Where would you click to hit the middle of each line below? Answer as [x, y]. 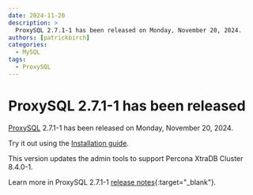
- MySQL [28, 52]
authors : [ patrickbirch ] [49, 37]
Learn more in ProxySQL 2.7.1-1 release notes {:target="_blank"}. [112, 182]
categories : [28, 45]
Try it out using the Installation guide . [68, 143]
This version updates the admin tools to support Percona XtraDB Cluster [126, 158]
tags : [17, 60]
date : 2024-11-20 [37, 15]
